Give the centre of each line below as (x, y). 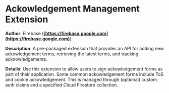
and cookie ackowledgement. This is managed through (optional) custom (81, 79)
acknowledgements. (26, 59)
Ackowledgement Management (73, 9)
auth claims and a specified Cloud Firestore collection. (62, 85)
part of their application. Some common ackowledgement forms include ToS (84, 74)
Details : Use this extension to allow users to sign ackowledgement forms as (84, 69)
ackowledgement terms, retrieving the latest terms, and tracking (72, 54)
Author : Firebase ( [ (25, 33)
